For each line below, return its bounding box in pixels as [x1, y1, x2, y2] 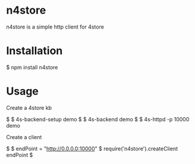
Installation [6, 44, 63, 58]
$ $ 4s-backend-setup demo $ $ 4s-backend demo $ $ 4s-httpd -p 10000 [6, 115, 190, 122]
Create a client [6, 133, 42, 140]
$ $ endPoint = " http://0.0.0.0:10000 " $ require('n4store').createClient [6, 145, 178, 152]
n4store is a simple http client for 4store [6, 23, 104, 30]
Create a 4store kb [6, 104, 52, 111]
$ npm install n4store [6, 64, 58, 71]
